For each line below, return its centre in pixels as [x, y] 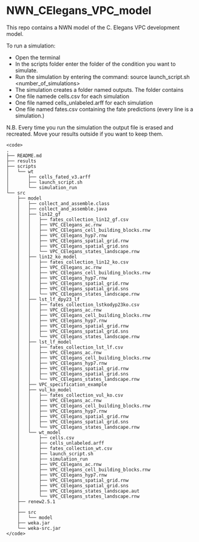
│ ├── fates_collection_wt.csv [65, 448]
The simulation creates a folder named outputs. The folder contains [99, 89]
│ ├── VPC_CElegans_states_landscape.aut [78, 491]
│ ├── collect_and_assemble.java [62, 209]
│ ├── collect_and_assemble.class [64, 203]
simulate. [26, 70]
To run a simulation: [31, 46]
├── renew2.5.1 [36, 502]
